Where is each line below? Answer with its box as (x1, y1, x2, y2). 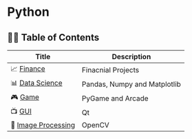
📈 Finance (10, 64, 46, 73)
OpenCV (81, 120, 110, 129)
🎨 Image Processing (10, 120, 76, 129)
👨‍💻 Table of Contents (7, 32, 100, 43)
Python (7, 4, 50, 20)
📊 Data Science (10, 78, 63, 87)
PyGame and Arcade (81, 94, 149, 103)
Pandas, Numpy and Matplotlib (81, 79, 181, 89)
